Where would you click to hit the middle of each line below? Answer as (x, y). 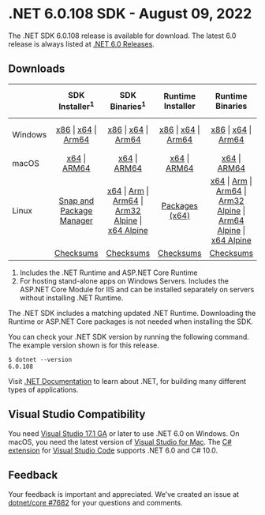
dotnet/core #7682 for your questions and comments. (95, 502)
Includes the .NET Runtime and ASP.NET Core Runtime (108, 273)
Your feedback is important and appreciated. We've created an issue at (123, 494)
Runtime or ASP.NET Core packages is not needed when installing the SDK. (131, 321)
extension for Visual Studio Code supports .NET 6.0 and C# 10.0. (113, 450)
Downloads (37, 69)
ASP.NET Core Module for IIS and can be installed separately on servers (137, 290)
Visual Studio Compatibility (77, 414)
